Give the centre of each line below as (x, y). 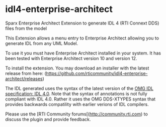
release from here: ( (26, 73)
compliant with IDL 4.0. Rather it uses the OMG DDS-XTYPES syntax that (80, 99)
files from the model (26, 28)
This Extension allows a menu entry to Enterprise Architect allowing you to (82, 38)
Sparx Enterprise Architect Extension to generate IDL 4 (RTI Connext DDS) (82, 23)
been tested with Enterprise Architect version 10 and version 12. (71, 58)
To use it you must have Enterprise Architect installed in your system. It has (83, 53)
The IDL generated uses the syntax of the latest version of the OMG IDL (79, 88)
